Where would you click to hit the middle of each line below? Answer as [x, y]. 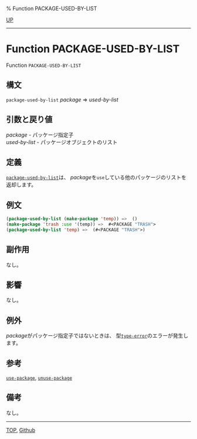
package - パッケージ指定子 [40, 135]
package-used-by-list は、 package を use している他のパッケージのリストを [96, 178]
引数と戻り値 [29, 120]
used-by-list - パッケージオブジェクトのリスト [62, 142]
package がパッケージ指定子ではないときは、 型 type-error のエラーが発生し [97, 336]
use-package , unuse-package [39, 378]
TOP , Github [21, 430]
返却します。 [21, 185]
